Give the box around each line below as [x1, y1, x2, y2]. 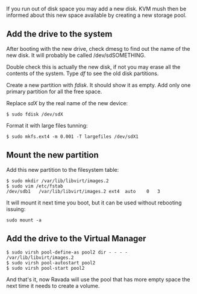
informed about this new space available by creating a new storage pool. [6, 11, 187, 19]
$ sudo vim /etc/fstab [6, 183, 63, 189]
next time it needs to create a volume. [6, 283, 100, 290]
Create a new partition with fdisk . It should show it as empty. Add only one [6, 81, 191, 88]
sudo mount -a [6, 217, 42, 223]
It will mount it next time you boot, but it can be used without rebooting [6, 199, 182, 206]
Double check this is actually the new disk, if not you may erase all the [6, 63, 181, 70]
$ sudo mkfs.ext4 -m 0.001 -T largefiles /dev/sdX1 [6, 133, 139, 140]
